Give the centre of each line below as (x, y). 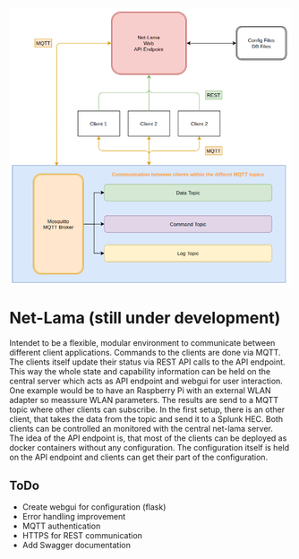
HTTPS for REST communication (82, 535)
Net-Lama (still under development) (145, 318)
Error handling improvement (74, 516)
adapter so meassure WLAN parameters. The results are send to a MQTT (144, 400)
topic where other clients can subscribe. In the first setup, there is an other (147, 409)
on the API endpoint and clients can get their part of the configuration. (139, 457)
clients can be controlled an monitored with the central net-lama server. (141, 429)
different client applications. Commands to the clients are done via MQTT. (145, 353)
